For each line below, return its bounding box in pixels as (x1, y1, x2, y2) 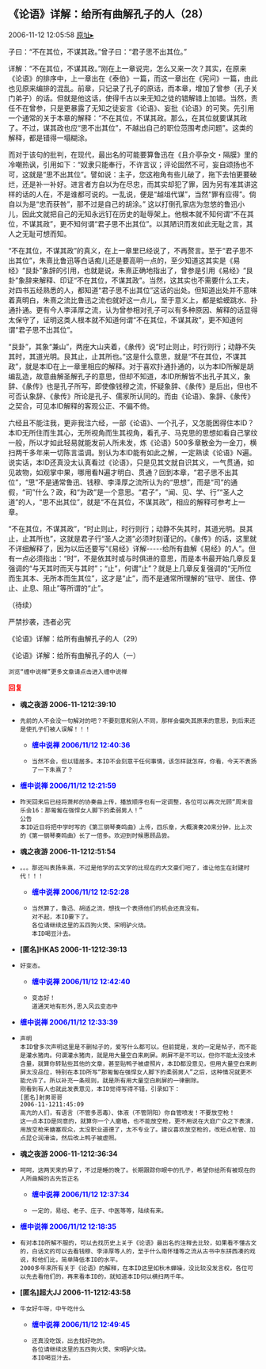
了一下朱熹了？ (31, 766, 74, 774)
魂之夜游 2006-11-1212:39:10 (19, 699, 116, 709)
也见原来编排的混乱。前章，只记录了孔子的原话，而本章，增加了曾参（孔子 (8, 83, 251, 93)
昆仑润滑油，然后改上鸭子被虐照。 (25, 1134, 120, 1142)
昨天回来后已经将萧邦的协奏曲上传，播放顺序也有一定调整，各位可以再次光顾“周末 (19, 798, 248, 806)
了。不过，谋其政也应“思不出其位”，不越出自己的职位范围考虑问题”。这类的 (8, 123, 253, 132)
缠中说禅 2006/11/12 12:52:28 (31, 887, 130, 896)
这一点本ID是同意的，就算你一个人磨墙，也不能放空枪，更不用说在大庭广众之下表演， (19, 1117, 257, 1125)
